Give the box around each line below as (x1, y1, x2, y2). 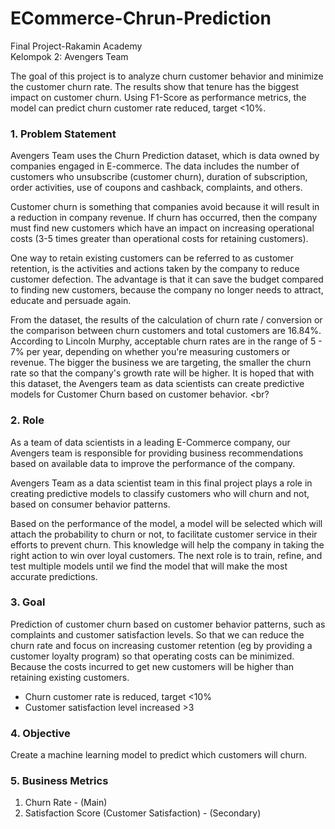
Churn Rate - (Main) (24, 797, 108, 809)
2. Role (10, 413, 45, 427)
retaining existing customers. (10, 671, 130, 683)
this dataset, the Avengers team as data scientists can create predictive (10, 378, 305, 390)
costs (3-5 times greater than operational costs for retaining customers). (10, 233, 309, 245)
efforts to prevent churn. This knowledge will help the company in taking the (10, 538, 325, 551)
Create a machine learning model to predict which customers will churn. (10, 749, 307, 761)
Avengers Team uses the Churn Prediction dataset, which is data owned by (10, 150, 320, 162)
